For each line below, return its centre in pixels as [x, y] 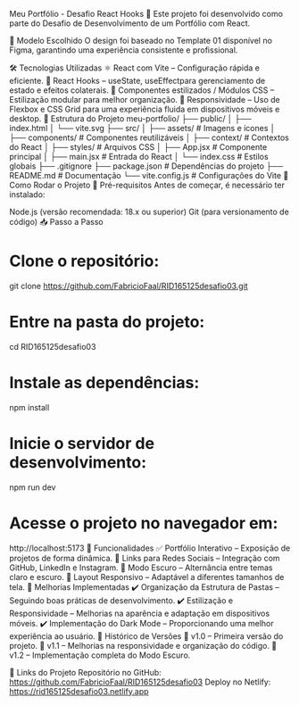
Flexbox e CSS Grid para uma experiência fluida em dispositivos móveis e [145, 109]
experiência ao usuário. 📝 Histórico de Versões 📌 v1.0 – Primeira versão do [146, 636]
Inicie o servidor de [82, 444]
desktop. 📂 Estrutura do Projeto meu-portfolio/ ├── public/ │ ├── [130, 119]
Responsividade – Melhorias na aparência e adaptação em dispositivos [140, 613]
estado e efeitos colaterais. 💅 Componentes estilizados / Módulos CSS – [142, 90]
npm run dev [33, 487]
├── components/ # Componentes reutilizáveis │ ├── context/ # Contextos [149, 137]
